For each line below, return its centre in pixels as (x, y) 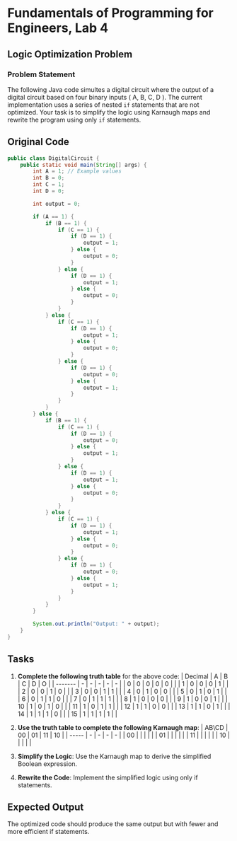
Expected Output (46, 807)
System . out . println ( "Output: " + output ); (96, 624)
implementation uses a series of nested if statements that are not (103, 105)
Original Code (38, 142)
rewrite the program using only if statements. (74, 120)
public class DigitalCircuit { (53, 158)
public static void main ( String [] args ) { (83, 165)
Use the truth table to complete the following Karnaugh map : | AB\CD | (123, 727)
